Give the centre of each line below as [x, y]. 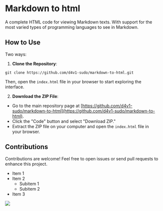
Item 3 [18, 194]
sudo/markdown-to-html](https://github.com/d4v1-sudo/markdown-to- [83, 111]
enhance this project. [26, 164]
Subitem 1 [29, 184]
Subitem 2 [30, 189]
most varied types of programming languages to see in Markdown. [72, 27]
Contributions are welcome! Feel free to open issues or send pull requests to [82, 158]
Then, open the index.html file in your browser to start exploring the [73, 81]
